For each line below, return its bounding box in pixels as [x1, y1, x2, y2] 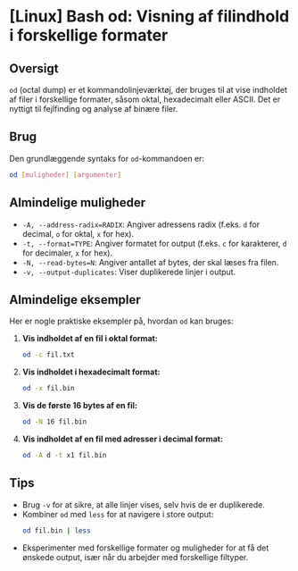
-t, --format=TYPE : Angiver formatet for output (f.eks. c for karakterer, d [21, 238, 287, 248]
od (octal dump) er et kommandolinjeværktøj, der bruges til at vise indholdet [9, 85, 287, 95]
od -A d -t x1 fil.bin [21, 450, 107, 459]
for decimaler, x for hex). [21, 248, 113, 258]
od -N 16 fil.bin [21, 417, 87, 426]
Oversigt [9, 61, 59, 76]
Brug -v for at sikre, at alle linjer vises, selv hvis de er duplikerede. [21, 499, 266, 510]
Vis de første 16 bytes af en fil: [21, 400, 138, 411]
